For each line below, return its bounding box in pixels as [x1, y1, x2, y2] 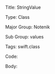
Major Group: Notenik [5, 24, 50, 30]
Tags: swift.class [5, 44, 40, 50]
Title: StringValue [5, 5, 41, 10]
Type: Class [5, 14, 30, 20]
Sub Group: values [5, 34, 44, 40]
